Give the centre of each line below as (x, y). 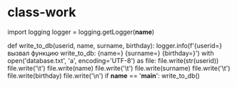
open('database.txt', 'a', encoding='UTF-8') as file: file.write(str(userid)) (113, 60)
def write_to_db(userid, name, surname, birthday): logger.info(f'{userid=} (115, 45)
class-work (42, 12)
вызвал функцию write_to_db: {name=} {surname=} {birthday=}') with (111, 53)
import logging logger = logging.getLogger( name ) (81, 32)
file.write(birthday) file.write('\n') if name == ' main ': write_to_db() (104, 76)
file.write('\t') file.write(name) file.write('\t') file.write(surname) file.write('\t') (119, 68)
